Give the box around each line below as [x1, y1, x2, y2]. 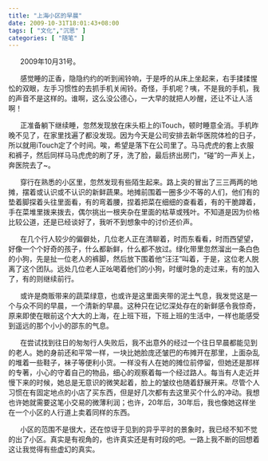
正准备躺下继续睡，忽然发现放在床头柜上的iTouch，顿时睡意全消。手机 [19, 120, 252, 130]
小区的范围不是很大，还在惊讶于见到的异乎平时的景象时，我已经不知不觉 [19, 424, 258, 435]
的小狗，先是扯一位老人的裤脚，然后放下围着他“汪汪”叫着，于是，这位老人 [8, 254, 253, 264]
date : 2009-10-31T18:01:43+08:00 [8, 19, 120, 27]
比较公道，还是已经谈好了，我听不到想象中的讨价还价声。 [8, 217, 197, 227]
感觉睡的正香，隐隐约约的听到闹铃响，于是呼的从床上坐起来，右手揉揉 [19, 73, 251, 84]
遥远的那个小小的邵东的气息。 [14, 321, 113, 331]
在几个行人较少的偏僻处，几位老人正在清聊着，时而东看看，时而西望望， [19, 234, 258, 244]
